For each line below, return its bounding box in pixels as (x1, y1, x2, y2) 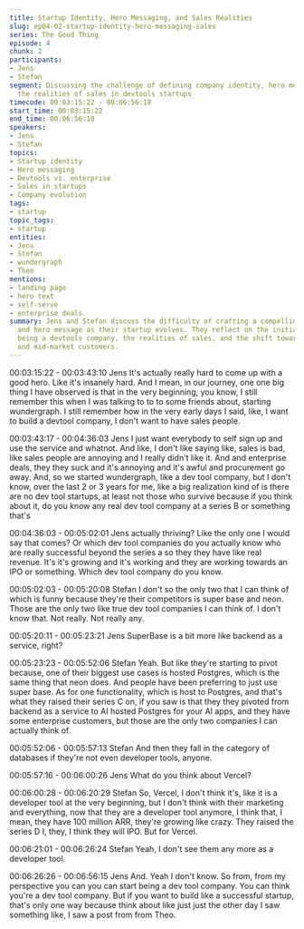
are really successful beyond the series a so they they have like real (9, 546, 262, 558)
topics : (9, 148, 39, 157)
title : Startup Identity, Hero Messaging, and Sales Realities (9, 13, 253, 23)
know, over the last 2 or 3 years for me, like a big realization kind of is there (9, 481, 290, 492)
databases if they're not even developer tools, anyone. (9, 752, 213, 763)
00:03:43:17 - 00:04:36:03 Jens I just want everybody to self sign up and (9, 433, 283, 444)
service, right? (9, 640, 63, 650)
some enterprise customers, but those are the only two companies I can (9, 715, 278, 726)
